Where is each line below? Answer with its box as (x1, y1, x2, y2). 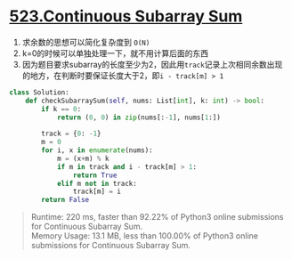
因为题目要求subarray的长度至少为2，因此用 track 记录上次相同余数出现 (21, 59, 283, 69)
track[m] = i (72, 187, 122, 197)
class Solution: (9, 87, 69, 97)
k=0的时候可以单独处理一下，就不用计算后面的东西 (21, 47, 209, 59)
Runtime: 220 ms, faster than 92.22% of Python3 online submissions (30, 212, 284, 223)
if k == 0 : (41, 104, 82, 113)
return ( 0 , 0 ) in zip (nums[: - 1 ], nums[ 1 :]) (56, 113, 221, 122)
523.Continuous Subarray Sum (9, 6, 243, 27)
